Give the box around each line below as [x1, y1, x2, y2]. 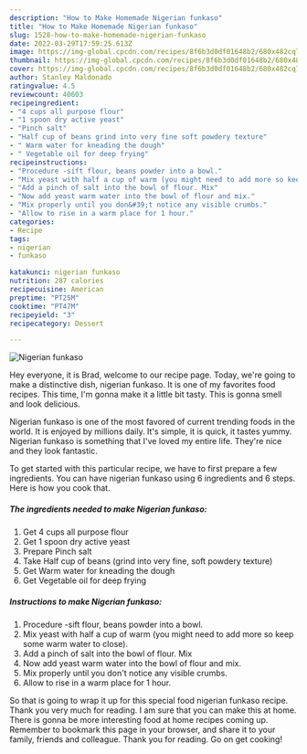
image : [9, 48, 35, 57]
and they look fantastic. [9, 445, 98, 457]
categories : [9, 217, 55, 227]
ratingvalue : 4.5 [9, 81, 76, 90]
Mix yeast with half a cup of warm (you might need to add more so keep [22, 629, 294, 640]
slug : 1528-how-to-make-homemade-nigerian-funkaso [9, 30, 206, 39]
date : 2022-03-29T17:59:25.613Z [9, 38, 132, 48]
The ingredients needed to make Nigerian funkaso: [9, 504, 207, 515]
